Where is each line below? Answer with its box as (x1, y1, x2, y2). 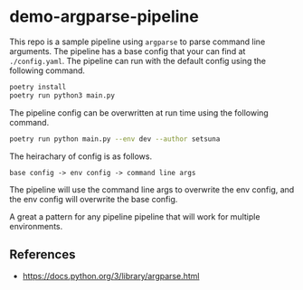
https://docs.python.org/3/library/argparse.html (22, 271, 200, 282)
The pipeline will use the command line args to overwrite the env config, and (9, 183, 295, 195)
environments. (9, 220, 63, 231)
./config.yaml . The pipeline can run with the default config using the (9, 55, 267, 66)
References (9, 247, 76, 262)
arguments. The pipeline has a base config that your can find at (9, 45, 246, 56)
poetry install (9, 82, 67, 91)
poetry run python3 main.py (9, 90, 116, 100)
